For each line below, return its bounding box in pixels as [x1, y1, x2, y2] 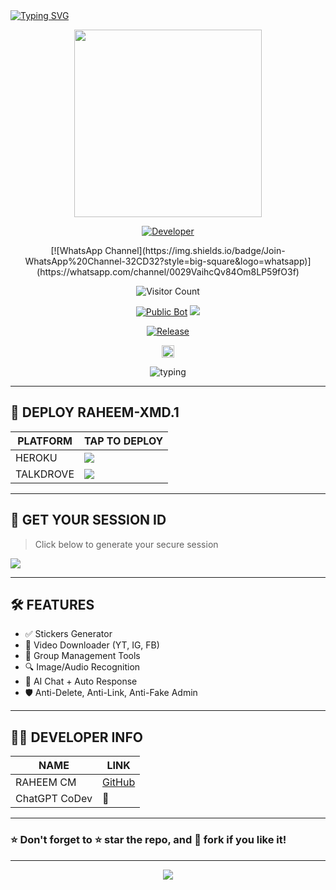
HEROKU [15, 450, 58, 464]
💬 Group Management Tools [24, 650, 141, 662]
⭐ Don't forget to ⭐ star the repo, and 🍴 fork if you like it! [10, 833, 287, 847]
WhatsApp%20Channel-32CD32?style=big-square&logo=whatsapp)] [24, 255, 312, 267]
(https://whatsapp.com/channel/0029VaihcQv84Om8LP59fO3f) [36, 266, 300, 278]
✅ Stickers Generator [24, 628, 113, 640]
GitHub [101, 775, 136, 789]
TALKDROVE [15, 467, 75, 481]
